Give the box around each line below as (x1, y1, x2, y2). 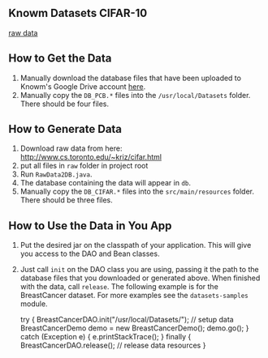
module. (19, 299, 48, 309)
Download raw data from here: (19, 143, 123, 153)
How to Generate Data (8, 122, 123, 136)
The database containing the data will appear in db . (19, 178, 191, 188)
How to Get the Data (8, 52, 112, 66)
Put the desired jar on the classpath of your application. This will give (19, 241, 252, 250)
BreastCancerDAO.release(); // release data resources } (19, 340, 206, 351)
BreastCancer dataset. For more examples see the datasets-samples (19, 291, 249, 300)
